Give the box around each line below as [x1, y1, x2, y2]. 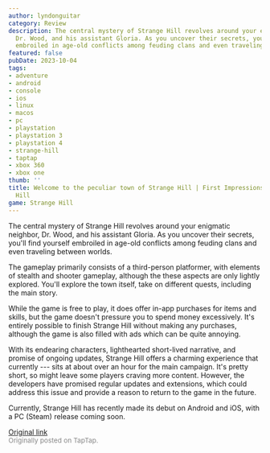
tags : [8, 64, 27, 72]
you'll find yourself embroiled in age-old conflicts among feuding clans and [8, 238, 257, 248]
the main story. [8, 287, 58, 298]
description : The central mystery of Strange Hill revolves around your [8, 27, 257, 35]
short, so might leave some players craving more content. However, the [8, 370, 245, 380]
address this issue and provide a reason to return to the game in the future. [8, 387, 257, 397]
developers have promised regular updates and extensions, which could [8, 379, 247, 389]
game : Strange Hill [8, 199, 74, 207]
